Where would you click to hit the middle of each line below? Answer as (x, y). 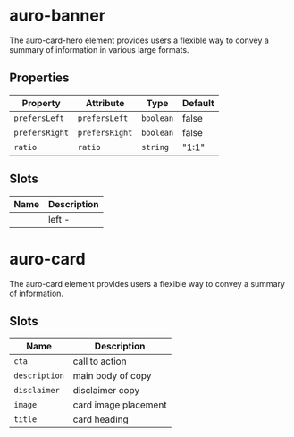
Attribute (105, 103)
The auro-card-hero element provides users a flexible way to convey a (139, 40)
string (155, 147)
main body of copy (112, 376)
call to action (100, 361)
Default (198, 103)
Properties (39, 78)
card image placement (120, 405)
